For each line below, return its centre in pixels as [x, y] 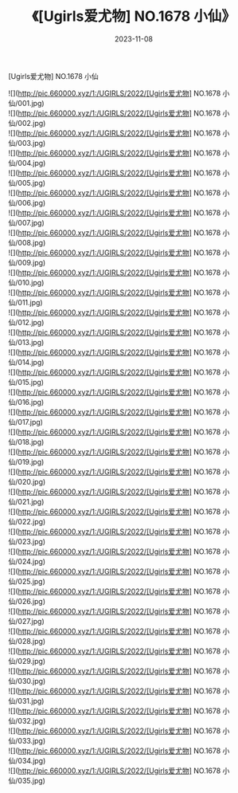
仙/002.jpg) [27, 123]
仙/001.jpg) [27, 103]
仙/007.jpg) [27, 222]
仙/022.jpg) [27, 521]
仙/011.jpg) [25, 302]
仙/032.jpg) [27, 720]
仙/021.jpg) [26, 501]
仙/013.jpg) [26, 342]
